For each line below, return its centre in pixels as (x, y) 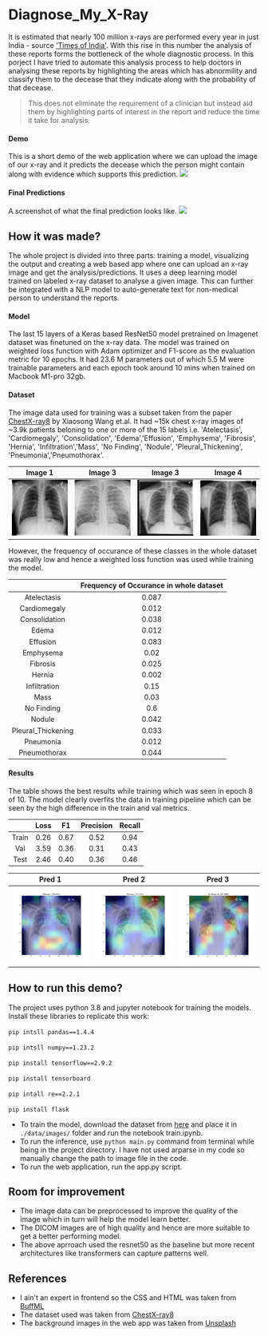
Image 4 (228, 473)
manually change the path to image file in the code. (104, 1158)
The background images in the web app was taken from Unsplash (128, 1323)
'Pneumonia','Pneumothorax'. (56, 455)
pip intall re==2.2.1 (44, 1094)
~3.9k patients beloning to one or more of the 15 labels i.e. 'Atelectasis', (126, 430)
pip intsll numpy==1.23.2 (51, 1048)
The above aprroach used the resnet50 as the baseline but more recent (137, 1245)
